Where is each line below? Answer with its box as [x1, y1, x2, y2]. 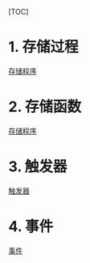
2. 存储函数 [8, 97, 82, 116]
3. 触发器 [8, 157, 67, 176]
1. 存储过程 [8, 38, 79, 56]
